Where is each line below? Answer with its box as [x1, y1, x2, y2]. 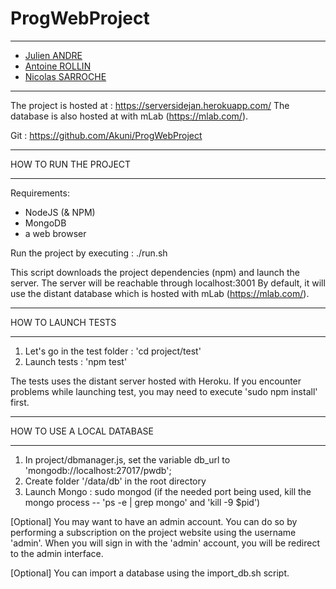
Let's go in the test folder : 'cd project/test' [24, 345, 202, 357]
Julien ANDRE [24, 49, 83, 61]
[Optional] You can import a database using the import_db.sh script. [10, 567, 290, 579]
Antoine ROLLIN [24, 60, 92, 72]
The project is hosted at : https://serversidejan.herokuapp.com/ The [10, 99, 290, 111]
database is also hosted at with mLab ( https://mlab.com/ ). [10, 110, 249, 122]
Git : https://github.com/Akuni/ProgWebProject [10, 129, 203, 141]
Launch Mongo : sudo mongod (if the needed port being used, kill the [24, 485, 312, 497]
